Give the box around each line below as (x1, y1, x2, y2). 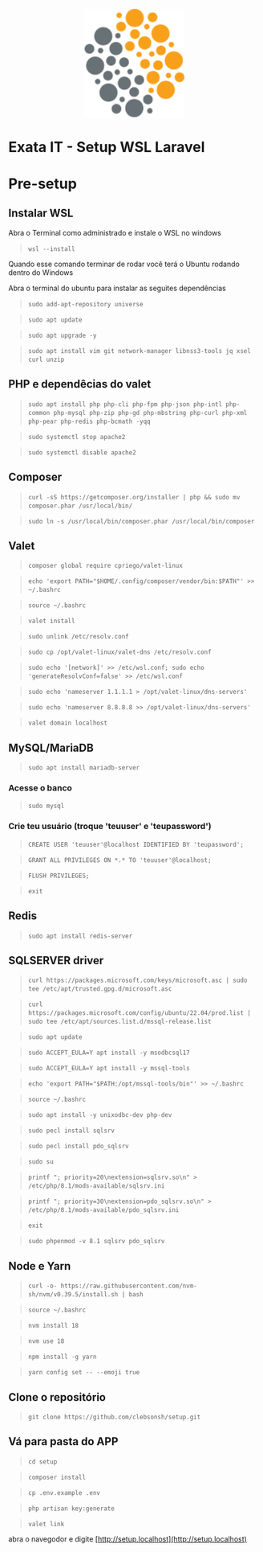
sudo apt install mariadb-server (27, 764, 140, 772)
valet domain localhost (27, 719, 108, 728)
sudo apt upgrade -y (27, 331, 97, 339)
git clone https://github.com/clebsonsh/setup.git (27, 1413, 201, 1421)
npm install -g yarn (27, 1353, 97, 1361)
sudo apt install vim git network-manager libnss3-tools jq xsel (27, 347, 251, 355)
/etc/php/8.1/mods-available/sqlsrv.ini (27, 1182, 165, 1190)
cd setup (27, 1457, 58, 1466)
